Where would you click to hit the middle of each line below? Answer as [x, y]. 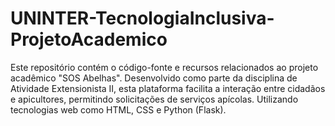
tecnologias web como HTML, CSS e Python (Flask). [118, 109]
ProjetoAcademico [89, 39]
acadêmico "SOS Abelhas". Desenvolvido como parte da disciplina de [154, 78]
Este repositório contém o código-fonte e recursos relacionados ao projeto [164, 67]
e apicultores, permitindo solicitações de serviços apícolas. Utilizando [154, 99]
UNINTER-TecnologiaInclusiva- [142, 18]
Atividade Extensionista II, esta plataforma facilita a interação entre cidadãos [168, 88]
